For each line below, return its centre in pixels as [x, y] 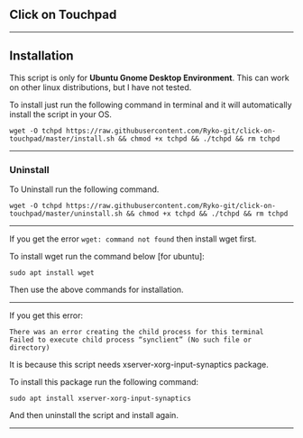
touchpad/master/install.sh [62, 139]
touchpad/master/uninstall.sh [66, 214]
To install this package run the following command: [104, 381]
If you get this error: [46, 315]
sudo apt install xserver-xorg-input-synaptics [101, 398]
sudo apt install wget [52, 273]
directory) [30, 347]
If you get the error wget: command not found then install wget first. [133, 239]
